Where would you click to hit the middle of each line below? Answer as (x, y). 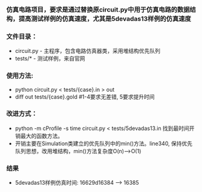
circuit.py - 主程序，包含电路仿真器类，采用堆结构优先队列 (87, 51)
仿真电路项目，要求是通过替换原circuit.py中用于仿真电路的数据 (98, 9)
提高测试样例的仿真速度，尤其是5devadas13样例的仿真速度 (105, 18)
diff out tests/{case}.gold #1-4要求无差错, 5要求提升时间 (85, 97)
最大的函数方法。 (42, 135)
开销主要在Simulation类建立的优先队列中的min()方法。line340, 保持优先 (104, 143)
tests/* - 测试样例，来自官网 (50, 58)
